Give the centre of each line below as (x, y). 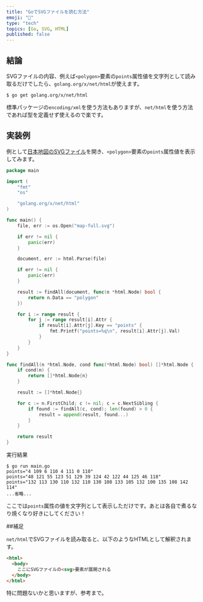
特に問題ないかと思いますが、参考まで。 (57, 593)
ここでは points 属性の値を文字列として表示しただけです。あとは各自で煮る (99, 506)
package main (23, 170)
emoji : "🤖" (20, 18)
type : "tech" (23, 23)
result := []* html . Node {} (50, 392)
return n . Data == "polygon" (63, 297)
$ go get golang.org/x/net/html (47, 95)
